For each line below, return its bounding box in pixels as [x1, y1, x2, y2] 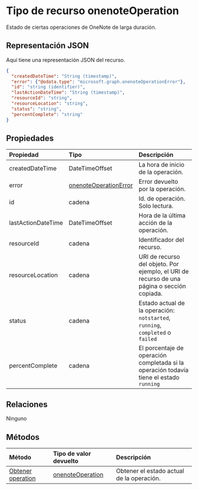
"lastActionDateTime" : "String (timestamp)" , [11, 90, 126, 95]
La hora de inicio [138, 161, 184, 169]
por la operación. [138, 185, 186, 193]
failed [138, 336, 157, 343]
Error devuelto [138, 178, 179, 186]
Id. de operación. [138, 194, 186, 203]
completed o [138, 329, 171, 337]
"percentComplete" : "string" [11, 111, 83, 117]
